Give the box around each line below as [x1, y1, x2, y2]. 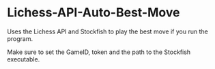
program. [7, 34, 33, 42]
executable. [7, 55, 40, 63]
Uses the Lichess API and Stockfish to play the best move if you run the [7, 27, 208, 36]
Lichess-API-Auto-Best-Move [7, 5, 180, 20]
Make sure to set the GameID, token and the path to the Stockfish [7, 48, 191, 56]
